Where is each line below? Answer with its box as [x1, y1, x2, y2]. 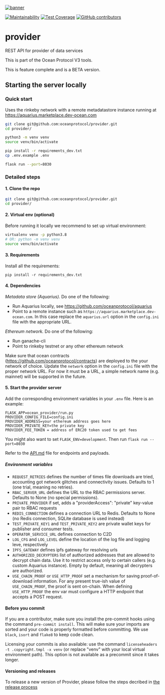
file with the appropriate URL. [12, 319, 72, 324]
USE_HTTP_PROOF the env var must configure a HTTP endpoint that [12, 589, 144, 595]
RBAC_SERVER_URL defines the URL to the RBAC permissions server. [12, 490, 146, 495]
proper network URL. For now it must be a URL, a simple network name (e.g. [5, 368, 160, 374]
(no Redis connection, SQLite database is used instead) [12, 516, 125, 521]
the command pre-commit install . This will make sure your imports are [5, 621, 150, 627]
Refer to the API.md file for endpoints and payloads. [5, 450, 110, 456]
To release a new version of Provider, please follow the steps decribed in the [5, 679, 160, 685]
